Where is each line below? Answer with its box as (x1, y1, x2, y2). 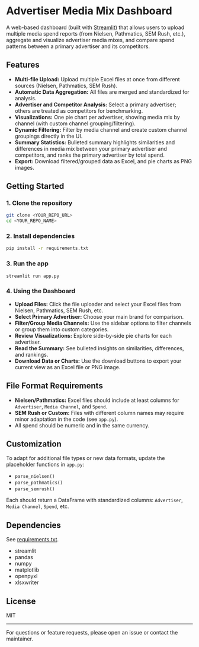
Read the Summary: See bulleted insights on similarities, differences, (14, 344, 185, 351)
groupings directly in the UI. (14, 132, 83, 139)
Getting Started (6, 181, 65, 191)
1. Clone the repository (6, 199, 73, 207)
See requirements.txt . (6, 536, 59, 543)
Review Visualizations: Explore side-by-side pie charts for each (14, 332, 172, 339)
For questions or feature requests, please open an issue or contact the (6, 629, 178, 636)
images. (14, 164, 34, 171)
